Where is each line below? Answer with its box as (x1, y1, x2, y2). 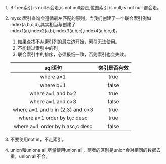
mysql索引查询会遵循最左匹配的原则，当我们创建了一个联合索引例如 (10, 15, 152, 21)
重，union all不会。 (10, 153, 50, 159)
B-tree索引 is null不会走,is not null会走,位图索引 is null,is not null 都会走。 (10, 5, 162, 10)
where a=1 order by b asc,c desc (13, 123, 93, 130)
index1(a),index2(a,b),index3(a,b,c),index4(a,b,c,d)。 (10, 28, 120, 34)
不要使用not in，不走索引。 (10, 136, 67, 142)
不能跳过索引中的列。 (17, 45, 62, 51)
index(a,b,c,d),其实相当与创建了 (10, 22, 76, 27)
